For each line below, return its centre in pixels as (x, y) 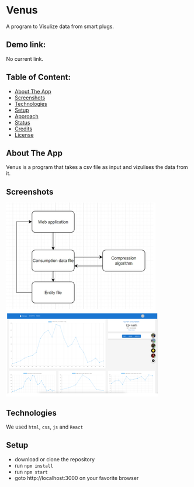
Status (22, 122)
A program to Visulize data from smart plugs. (60, 26)
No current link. (25, 58)
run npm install (34, 465)
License (24, 134)
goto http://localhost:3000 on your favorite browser (77, 478)
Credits (23, 129)
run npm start (31, 472)
